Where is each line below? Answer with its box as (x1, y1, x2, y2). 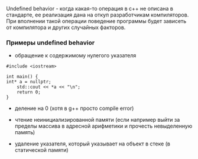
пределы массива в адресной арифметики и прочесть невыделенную (14, 122, 193, 129)
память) (14, 129, 35, 136)
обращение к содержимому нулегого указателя (14, 52, 137, 59)
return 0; (17, 89, 41, 95)
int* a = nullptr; (6, 79, 51, 85)
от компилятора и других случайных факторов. (6, 24, 126, 31)
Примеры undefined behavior (6, 38, 95, 47)
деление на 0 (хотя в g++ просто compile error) (14, 105, 134, 112)
